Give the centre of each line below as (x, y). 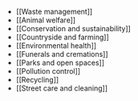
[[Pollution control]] (48, 71)
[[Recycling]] (37, 80)
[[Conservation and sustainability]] (73, 28)
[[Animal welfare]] (46, 20)
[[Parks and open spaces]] (60, 63)
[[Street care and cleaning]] (62, 88)
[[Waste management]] (54, 12)
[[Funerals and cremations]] (62, 54)
